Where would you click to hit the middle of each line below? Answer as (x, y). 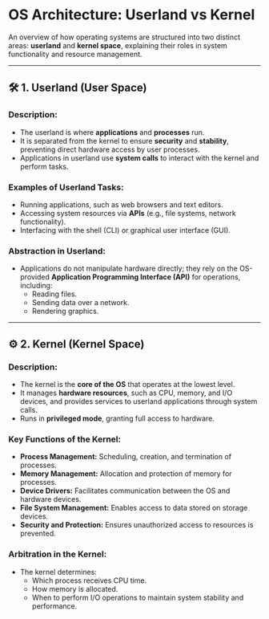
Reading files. (54, 294)
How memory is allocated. (75, 588)
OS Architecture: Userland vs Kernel (132, 15)
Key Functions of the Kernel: (65, 439)
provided (35, 277)
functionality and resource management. (75, 54)
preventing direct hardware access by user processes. (110, 149)
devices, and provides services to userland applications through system (139, 401)
